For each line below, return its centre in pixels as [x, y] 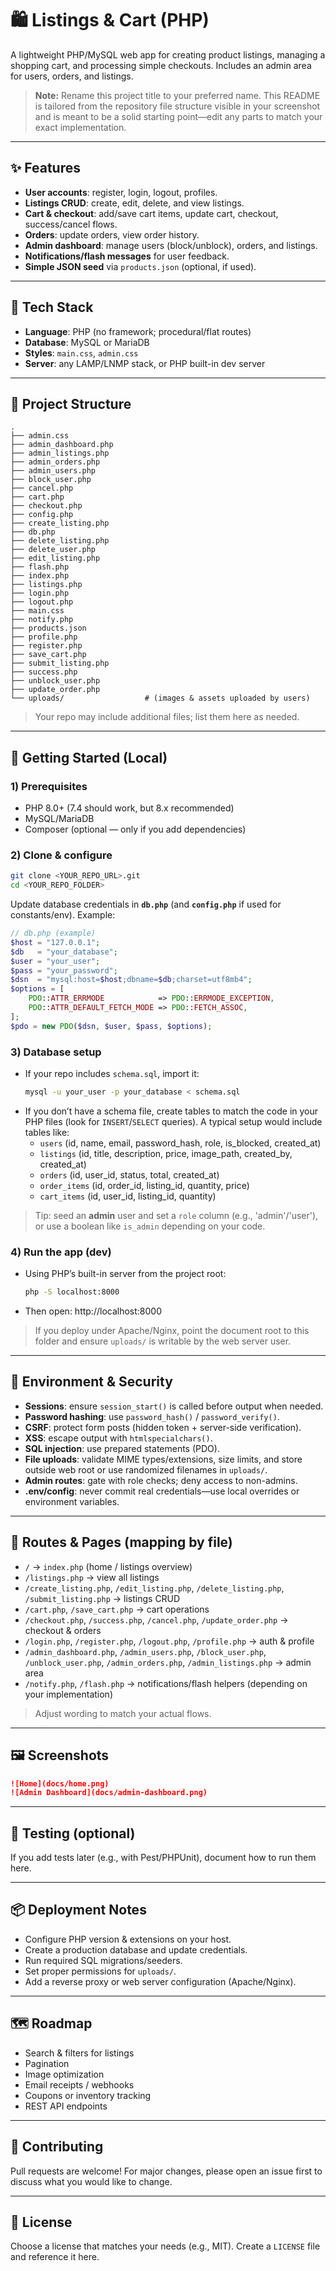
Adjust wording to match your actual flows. [123, 1713]
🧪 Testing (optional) [73, 1833]
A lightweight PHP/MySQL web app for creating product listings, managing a [168, 54]
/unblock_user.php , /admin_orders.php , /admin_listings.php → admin [168, 1662]
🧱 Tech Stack [52, 307]
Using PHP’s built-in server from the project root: [125, 1274]
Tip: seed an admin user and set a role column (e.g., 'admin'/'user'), [176, 1215]
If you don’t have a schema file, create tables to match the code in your [171, 1111]
